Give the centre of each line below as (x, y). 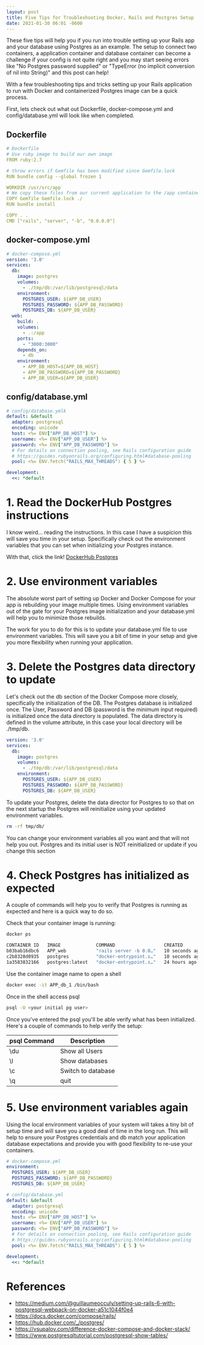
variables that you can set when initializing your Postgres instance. (90, 545)
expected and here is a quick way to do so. (60, 912)
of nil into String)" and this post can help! (58, 73)
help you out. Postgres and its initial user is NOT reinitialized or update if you (102, 844)
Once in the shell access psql (43, 997)
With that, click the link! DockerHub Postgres (62, 557)
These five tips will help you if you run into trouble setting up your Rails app (100, 41)
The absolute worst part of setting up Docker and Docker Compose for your (101, 598)
